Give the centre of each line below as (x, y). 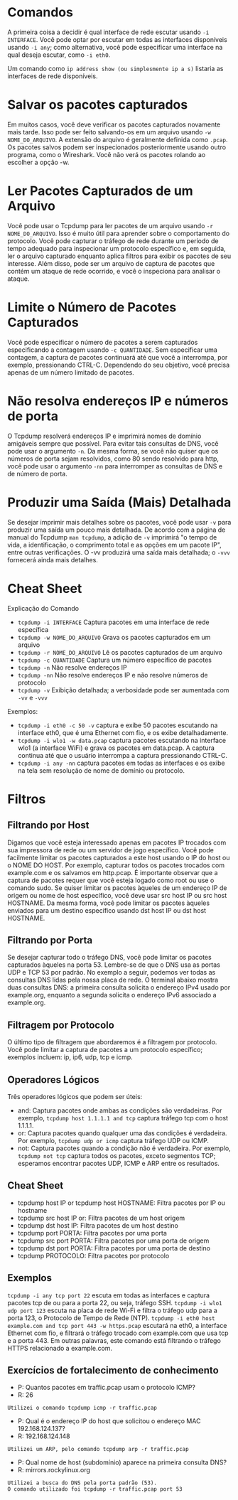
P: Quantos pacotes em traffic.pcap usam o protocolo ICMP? (107, 1388)
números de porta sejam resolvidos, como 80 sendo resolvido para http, (113, 459)
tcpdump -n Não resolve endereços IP (72, 667)
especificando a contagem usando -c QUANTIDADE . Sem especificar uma (113, 350)
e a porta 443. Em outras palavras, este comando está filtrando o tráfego (114, 1340)
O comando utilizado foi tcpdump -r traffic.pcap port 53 (95, 1489)
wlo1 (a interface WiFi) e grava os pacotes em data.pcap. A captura (116, 748)
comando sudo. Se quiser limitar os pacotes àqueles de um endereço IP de (117, 888)
